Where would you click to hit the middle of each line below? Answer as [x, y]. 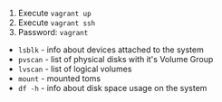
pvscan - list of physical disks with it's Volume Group [116, 59]
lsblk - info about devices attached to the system [111, 50]
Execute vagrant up [55, 13]
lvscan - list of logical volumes [75, 69]
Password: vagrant [53, 32]
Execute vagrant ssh [57, 23]
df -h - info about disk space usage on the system [112, 88]
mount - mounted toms [59, 79]
